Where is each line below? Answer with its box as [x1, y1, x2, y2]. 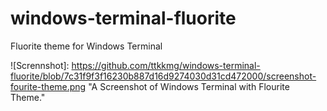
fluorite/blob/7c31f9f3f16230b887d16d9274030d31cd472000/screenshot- [10, 70, 317, 82]
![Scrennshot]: [10, 59, 70, 71]
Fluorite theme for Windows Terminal [10, 40, 163, 52]
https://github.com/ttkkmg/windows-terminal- [71, 59, 261, 71]
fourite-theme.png [10, 80, 87, 92]
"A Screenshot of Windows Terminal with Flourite [88, 80, 290, 92]
